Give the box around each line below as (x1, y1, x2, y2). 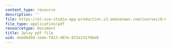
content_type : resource (5, 7, 56, 12)
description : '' (5, 12, 40, 17)
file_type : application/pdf (5, 21, 65, 26)
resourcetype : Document (5, 26, 56, 31)
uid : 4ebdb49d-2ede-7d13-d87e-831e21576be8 (5, 35, 99, 40)
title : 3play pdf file (5, 30, 53, 35)
